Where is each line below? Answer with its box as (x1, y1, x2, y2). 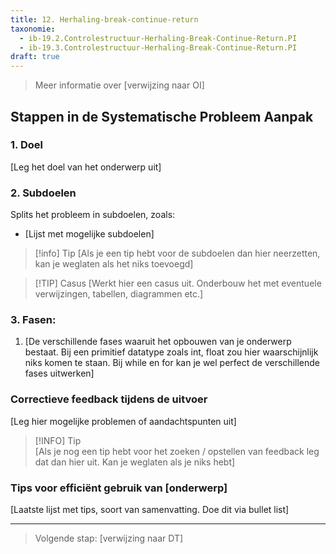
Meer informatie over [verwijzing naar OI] (34, 79, 205, 91)
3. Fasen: (10, 313, 57, 327)
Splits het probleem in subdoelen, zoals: (10, 209, 176, 221)
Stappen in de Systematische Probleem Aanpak (10, 108, 314, 125)
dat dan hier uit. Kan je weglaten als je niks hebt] (34, 456, 236, 468)
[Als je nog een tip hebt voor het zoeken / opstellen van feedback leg (34, 445, 320, 457)
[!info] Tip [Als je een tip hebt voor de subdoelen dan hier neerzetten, (34, 247, 321, 260)
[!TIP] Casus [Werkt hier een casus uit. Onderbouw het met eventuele (34, 277, 322, 290)
